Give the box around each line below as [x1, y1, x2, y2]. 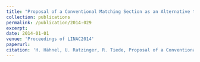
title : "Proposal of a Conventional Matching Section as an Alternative [6, 8, 190, 15]
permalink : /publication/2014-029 [6, 19, 92, 25]
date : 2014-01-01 [6, 31, 49, 37]
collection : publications [6, 14, 70, 20]
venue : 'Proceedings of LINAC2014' [6, 36, 95, 42]
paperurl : [6, 42, 31, 48]
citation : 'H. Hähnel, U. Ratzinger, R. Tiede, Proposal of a [6, 47, 164, 53]
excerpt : [6, 25, 28, 31]
